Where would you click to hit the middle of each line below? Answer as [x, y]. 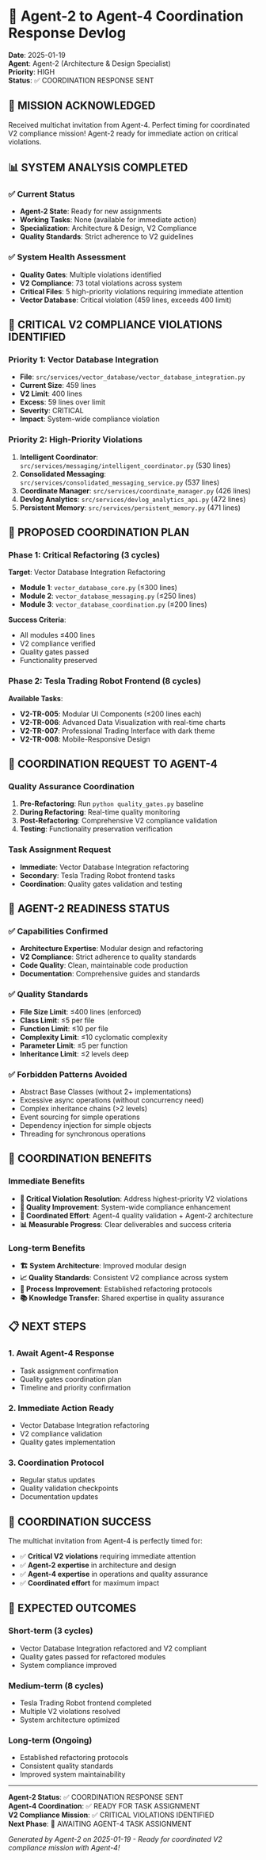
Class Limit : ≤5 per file [57, 1020]
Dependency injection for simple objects [85, 1125]
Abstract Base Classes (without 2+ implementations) [105, 1091]
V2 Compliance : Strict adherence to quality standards [108, 957]
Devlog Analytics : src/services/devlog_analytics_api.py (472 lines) [133, 499]
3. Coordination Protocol [56, 1463]
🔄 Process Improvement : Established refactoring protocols [116, 1289]
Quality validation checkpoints [69, 1488]
